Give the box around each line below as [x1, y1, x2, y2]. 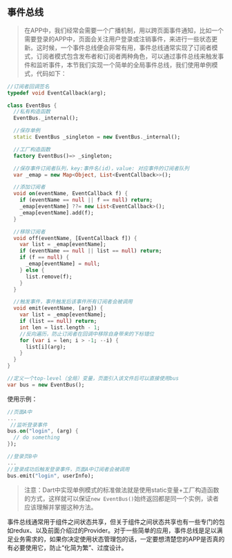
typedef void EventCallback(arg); [7, 89, 107, 97]
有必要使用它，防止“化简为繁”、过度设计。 [7, 544, 128, 552]
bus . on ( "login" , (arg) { [7, 428, 79, 435]
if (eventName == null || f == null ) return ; [19, 197, 153, 203]
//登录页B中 [7, 453, 38, 460]
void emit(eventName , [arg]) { [13, 305, 104, 312]
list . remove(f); [25, 273, 72, 280]
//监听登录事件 [10, 421, 48, 428]
